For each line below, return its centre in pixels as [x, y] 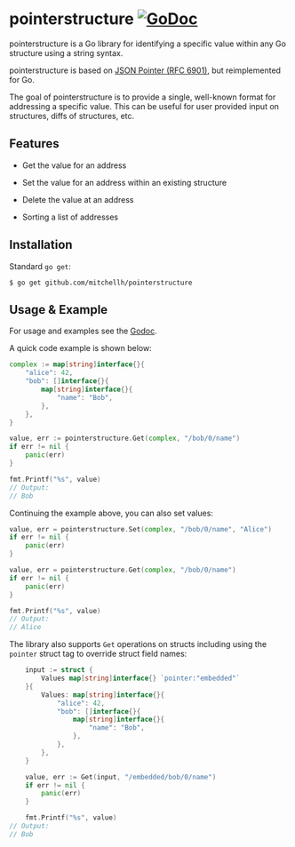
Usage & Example [59, 310]
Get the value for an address [74, 165]
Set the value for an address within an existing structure [124, 182]
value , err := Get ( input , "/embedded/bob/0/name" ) [121, 777]
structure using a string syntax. [66, 52]
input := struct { [59, 670]
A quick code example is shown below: [81, 348]
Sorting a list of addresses [70, 217]
